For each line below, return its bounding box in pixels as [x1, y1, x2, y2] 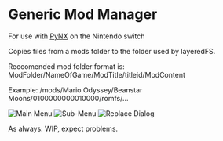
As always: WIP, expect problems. [8, 124, 119, 133]
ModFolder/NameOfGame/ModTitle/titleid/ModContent [8, 70, 186, 79]
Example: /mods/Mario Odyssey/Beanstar [8, 85, 143, 95]
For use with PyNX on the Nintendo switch [8, 31, 145, 41]
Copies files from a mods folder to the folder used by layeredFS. [8, 46, 216, 56]
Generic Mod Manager [8, 5, 158, 23]
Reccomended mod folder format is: [8, 61, 126, 71]
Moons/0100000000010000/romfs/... [8, 93, 129, 103]
